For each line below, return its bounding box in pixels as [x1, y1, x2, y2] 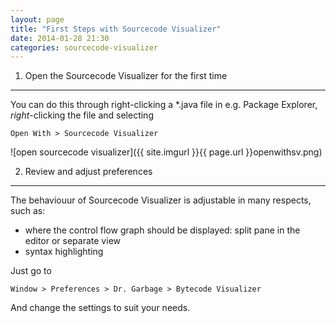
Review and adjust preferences [24, 166, 153, 178]
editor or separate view [24, 235, 121, 247]
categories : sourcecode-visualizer [10, 42, 159, 53]
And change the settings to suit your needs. [10, 302, 191, 314]
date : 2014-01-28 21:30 [10, 33, 110, 43]
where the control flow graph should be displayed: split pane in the [24, 224, 301, 236]
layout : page [10, 14, 65, 25]
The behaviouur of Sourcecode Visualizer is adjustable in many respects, [10, 194, 312, 206]
